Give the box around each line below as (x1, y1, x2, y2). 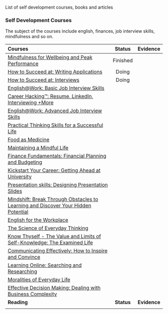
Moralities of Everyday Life (7, 276, 70, 283)
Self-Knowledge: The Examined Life (7, 239, 93, 246)
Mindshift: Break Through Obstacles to (7, 196, 98, 203)
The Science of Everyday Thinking (7, 225, 88, 232)
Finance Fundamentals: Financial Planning (7, 153, 106, 160)
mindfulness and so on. (5, 34, 53, 40)
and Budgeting (7, 159, 42, 166)
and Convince (7, 254, 40, 261)
